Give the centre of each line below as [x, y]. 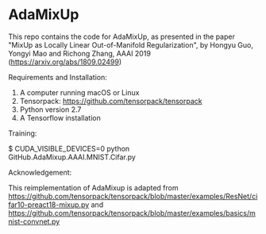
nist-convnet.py [34, 221]
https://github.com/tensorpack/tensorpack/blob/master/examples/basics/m [132, 213]
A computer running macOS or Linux [79, 92]
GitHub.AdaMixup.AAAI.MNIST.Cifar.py [72, 157]
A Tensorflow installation [60, 117]
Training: [23, 133]
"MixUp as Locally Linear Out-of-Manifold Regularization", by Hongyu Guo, [131, 44]
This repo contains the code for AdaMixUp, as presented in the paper [122, 36]
